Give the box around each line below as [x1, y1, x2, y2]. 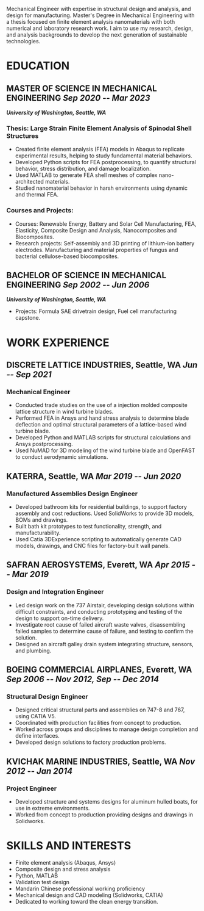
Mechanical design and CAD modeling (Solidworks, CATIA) [15, 891, 163, 899]
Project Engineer [6, 784, 57, 793]
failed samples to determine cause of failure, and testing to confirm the [15, 627, 194, 635]
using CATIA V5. [15, 713, 57, 720]
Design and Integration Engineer [6, 588, 104, 596]
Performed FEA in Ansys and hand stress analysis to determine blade [15, 414, 189, 422]
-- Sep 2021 [6, 369, 52, 380]
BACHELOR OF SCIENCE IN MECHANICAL [6, 270, 167, 280]
